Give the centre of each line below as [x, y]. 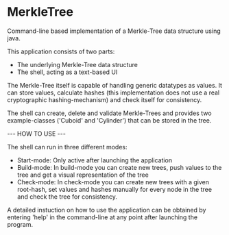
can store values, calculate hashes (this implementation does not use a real [113, 92]
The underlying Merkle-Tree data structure [77, 64]
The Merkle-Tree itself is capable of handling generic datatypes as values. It [115, 85]
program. [20, 224]
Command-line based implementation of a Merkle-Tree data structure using [114, 31]
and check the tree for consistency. [67, 197]
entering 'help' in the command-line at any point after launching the [102, 217]
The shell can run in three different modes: [68, 147]
